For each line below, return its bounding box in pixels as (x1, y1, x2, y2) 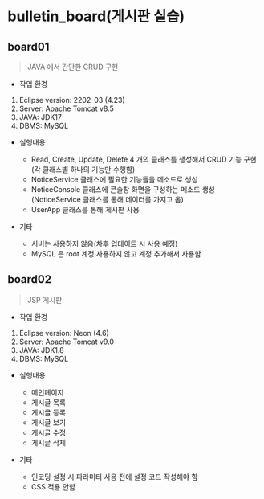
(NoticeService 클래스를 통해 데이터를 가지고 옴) (30, 194, 184, 204)
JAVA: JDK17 (18, 112, 62, 121)
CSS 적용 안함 (30, 481, 76, 491)
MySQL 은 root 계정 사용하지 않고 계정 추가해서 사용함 (30, 249, 201, 258)
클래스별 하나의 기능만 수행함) (42, 165, 136, 174)
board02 (7, 272, 52, 286)
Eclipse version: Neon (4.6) (18, 328, 109, 337)
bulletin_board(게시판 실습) (7, 7, 185, 26)
